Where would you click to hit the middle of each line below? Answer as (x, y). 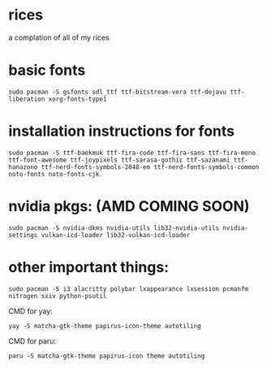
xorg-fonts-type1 (78, 99)
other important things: (89, 267)
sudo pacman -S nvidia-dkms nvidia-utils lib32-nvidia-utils (114, 228)
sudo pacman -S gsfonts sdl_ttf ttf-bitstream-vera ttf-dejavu (118, 92)
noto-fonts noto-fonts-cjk (54, 174)
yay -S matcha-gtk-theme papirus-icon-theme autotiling (105, 326)
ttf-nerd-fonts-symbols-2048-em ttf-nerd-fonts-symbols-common (150, 167)
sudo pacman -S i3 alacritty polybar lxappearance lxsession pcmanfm (129, 289)
